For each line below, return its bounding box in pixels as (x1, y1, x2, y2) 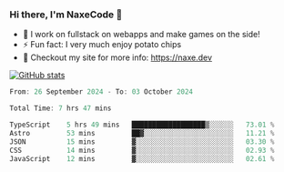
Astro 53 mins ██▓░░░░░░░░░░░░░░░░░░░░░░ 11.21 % (9, 128, 275, 137)
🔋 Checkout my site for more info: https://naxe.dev (22, 52, 212, 63)
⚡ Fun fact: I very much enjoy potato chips (22, 39, 182, 50)
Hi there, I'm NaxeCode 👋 (9, 8, 123, 21)
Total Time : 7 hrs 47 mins (9, 104, 112, 113)
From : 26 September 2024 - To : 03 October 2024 (9, 87, 194, 96)
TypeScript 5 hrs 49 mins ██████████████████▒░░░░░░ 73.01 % (9, 120, 275, 130)
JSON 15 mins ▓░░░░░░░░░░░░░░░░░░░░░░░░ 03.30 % (9, 137, 275, 147)
